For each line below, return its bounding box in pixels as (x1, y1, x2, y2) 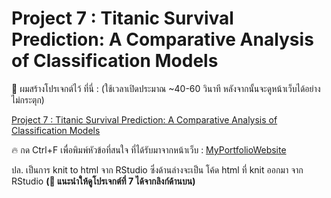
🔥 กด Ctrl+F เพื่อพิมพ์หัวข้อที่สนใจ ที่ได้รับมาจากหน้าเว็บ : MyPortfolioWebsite (11, 143, 287, 156)
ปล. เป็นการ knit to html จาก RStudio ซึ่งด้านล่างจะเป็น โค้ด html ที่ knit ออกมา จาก (11, 163, 304, 176)
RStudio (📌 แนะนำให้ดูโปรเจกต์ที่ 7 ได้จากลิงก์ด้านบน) (11, 175, 196, 187)
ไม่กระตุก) (11, 93, 45, 106)
